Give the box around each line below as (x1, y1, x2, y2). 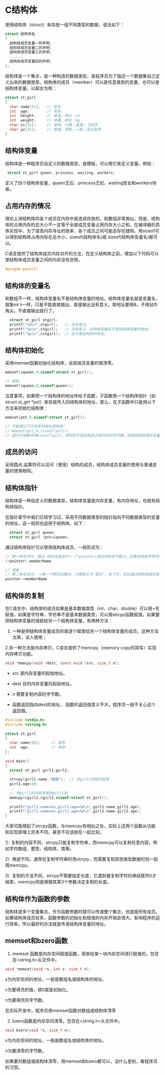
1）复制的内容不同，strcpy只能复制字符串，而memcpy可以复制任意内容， (5, 840, 153, 845)
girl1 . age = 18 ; (9, 782, 38, 786)
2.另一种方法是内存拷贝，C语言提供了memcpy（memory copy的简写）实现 (5, 645, 157, 650)
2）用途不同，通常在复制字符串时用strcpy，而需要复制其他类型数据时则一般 (5, 856, 158, 862)
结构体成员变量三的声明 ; (9, 50, 53, 55)
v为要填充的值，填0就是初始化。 (5, 987, 71, 992)
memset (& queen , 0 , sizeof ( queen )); (5, 383, 74, 388)
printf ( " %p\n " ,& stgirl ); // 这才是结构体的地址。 (9, 331, 108, 336)
